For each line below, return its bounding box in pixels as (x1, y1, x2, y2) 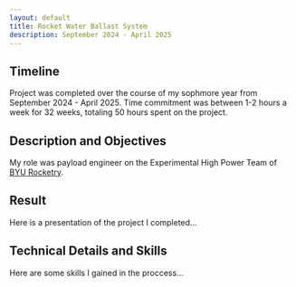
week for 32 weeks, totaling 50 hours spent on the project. (9, 107, 228, 118)
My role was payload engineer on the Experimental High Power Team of (9, 158, 278, 167)
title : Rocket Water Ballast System (9, 22, 148, 31)
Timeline (9, 63, 61, 79)
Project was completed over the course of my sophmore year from (9, 88, 258, 99)
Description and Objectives (9, 133, 167, 148)
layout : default (9, 13, 71, 23)
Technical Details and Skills (9, 244, 167, 259)
